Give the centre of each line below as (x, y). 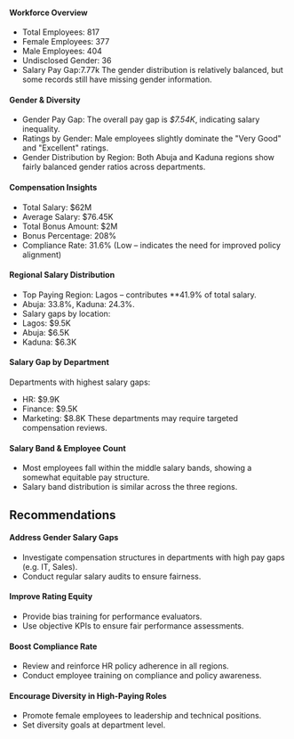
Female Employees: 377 (66, 42)
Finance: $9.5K (50, 409)
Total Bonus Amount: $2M (70, 226)
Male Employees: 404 (62, 51)
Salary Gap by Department (59, 362)
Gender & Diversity (45, 100)
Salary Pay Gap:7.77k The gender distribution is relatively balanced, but (153, 70)
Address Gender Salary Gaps (64, 538)
